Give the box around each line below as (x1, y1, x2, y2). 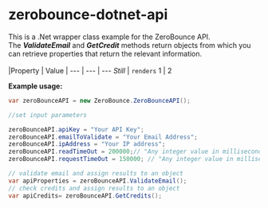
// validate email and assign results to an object (8, 170, 183, 178)
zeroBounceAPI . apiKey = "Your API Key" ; (8, 125, 145, 133)
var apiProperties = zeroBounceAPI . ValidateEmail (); (8, 177, 187, 185)
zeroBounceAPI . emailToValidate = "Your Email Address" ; (8, 133, 198, 141)
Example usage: (8, 81, 63, 91)
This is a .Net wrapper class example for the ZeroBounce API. (8, 32, 211, 41)
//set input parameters (8, 111, 88, 119)
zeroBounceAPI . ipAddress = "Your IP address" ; (8, 140, 166, 148)
